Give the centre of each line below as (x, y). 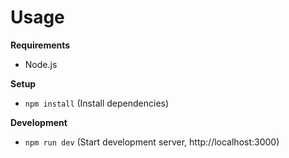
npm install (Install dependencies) (97, 103)
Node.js (41, 64)
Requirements (40, 45)
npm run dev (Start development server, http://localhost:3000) (152, 142)
